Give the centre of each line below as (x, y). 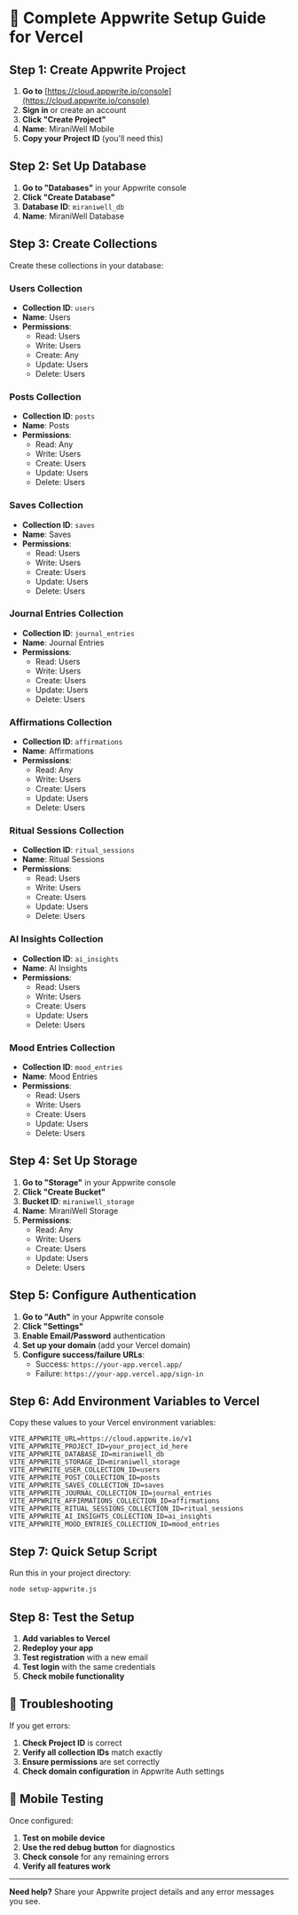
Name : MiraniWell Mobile (68, 129)
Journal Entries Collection (67, 614)
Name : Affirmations (58, 751)
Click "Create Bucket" (64, 1192)
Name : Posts (46, 426)
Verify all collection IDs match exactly (92, 1752)
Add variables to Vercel (66, 1638)
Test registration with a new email (85, 1657)
